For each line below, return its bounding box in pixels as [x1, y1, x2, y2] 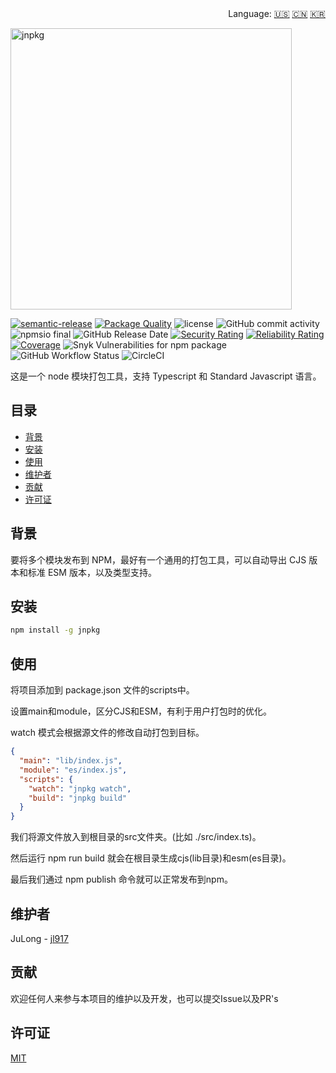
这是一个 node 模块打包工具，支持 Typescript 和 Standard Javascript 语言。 [10, 370, 322, 382]
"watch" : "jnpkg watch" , [28, 783, 132, 794]
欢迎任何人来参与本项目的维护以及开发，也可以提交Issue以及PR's [10, 992, 279, 1004]
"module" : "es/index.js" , [19, 765, 128, 775]
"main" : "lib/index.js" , [19, 756, 123, 766]
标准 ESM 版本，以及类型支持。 [27, 566, 157, 578]
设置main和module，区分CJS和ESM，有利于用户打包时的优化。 [10, 705, 273, 717]
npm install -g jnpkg [10, 625, 101, 636]
